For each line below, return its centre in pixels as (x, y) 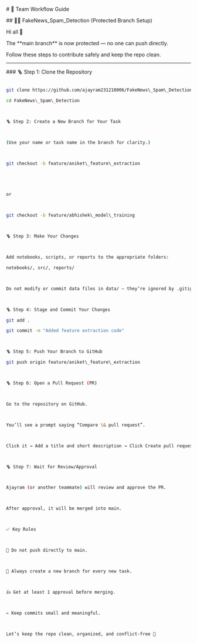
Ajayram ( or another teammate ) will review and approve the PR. (86, 488)
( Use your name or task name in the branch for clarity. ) (78, 142)
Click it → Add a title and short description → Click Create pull (90, 446)
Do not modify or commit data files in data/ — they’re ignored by (90, 289)
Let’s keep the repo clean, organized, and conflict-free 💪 (81, 634)
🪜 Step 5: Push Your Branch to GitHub (54, 352)
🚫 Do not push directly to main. (47, 550)
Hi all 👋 (15, 32)
